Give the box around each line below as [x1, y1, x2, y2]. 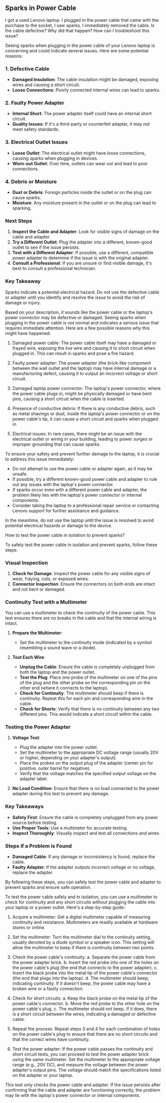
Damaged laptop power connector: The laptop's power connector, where [12, 385, 161, 391]
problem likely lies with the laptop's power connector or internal [12, 492, 142, 498]
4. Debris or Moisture [5, 178, 57, 185]
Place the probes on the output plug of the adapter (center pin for [19, 760, 153, 766]
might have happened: [5, 330, 51, 336]
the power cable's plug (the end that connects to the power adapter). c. [12, 965, 158, 971]
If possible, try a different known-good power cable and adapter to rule [12, 476, 157, 482]
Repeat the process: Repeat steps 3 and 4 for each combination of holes [12, 1026, 161, 1032]
